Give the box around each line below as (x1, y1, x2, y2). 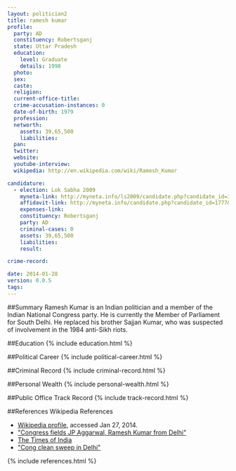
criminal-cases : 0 (20, 226, 74, 233)
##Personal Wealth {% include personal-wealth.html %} (7, 380, 170, 388)
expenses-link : (20, 206, 65, 213)
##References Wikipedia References (7, 407, 114, 415)
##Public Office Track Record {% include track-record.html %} (7, 393, 189, 401)
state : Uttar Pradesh (13, 43, 77, 50)
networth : (13, 121, 42, 129)
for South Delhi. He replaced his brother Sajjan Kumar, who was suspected (7, 318, 223, 326)
